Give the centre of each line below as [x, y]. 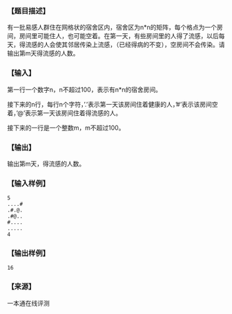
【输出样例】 [29, 253]
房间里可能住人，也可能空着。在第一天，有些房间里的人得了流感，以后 [119, 36]
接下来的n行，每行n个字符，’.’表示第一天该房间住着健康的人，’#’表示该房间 [110, 104]
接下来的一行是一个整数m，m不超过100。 [66, 128]
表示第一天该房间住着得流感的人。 [74, 113]
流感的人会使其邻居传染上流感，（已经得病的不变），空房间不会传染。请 [125, 45]
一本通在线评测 [28, 303]
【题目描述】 [29, 10]
